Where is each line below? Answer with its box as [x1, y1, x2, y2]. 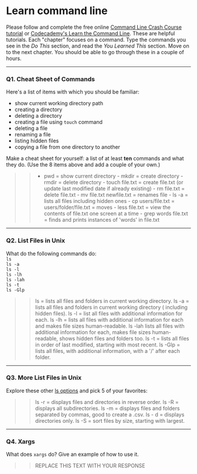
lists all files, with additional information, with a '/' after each [35, 347, 181, 354]
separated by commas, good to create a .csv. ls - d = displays [35, 410, 185, 418]
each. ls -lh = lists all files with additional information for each [35, 316, 184, 323]
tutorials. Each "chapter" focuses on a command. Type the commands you [6, 36, 186, 43]
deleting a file [14, 125, 48, 132]
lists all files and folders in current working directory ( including [35, 303, 188, 311]
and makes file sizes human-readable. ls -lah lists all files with [35, 322, 185, 329]
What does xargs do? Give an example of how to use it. [6, 451, 139, 458]
